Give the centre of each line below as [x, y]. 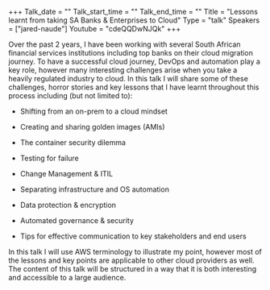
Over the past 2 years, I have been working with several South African [125, 44]
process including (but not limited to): [71, 95]
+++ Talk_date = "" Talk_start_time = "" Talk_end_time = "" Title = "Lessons [133, 12]
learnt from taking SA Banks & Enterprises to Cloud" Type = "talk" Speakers [134, 20]
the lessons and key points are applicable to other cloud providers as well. [131, 260]
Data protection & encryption [68, 205]
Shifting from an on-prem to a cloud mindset [93, 111]
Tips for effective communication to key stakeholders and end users [133, 236]
